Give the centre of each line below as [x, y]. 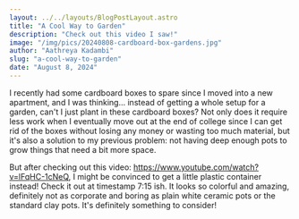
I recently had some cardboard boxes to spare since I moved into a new [141, 93]
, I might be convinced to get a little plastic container [165, 176]
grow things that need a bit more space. [83, 149]
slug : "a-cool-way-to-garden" [66, 59]
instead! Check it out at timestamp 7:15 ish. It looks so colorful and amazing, [149, 186]
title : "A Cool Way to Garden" [68, 26]
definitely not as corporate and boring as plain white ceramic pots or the [142, 195]
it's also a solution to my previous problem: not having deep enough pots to [149, 140]
